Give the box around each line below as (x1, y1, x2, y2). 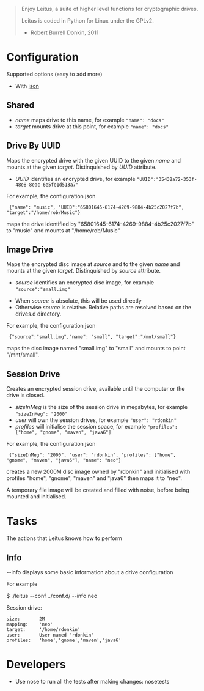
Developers (6, 657, 66, 671)
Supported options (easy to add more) (6, 70, 103, 78)
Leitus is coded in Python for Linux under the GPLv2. (21, 17, 154, 24)
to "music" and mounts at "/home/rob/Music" (6, 226, 120, 234)
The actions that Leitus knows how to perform (6, 534, 122, 542)
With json (15, 82, 40, 89)
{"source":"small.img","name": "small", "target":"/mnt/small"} (9, 334, 176, 340)
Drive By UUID (6, 141, 61, 151)
